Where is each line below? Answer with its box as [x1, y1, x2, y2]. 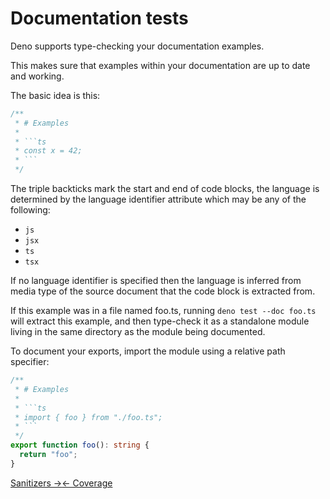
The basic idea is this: [10, 89, 101, 101]
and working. [10, 70, 65, 82]
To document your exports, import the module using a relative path [10, 345, 286, 357]
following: [10, 204, 51, 216]
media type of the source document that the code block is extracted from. [10, 285, 316, 297]
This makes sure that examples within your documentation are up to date [10, 59, 311, 71]
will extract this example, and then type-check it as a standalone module [10, 315, 310, 327]
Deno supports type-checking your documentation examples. [10, 40, 265, 52]
